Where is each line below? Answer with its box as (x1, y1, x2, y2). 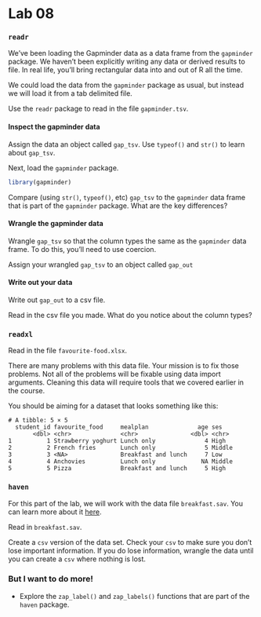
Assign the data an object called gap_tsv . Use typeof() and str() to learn (8, 139, 245, 149)
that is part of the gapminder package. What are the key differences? (8, 201, 228, 210)
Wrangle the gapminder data (8, 219, 103, 228)
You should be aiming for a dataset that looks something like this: (8, 401, 219, 411)
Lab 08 (8, 5, 55, 23)
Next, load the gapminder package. (8, 162, 119, 173)
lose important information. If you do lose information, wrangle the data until (8, 546, 254, 555)
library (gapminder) (8, 178, 72, 186)
